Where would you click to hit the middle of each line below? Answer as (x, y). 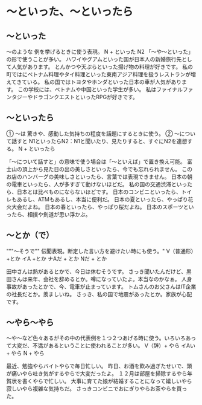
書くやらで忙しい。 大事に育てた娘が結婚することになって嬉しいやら (107, 381)
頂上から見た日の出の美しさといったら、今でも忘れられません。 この (107, 169)
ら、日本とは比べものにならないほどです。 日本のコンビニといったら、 (94, 192)
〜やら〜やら (30, 322)
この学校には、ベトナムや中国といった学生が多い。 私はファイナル (100, 89)
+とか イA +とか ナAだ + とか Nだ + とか (57, 258)
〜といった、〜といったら (70, 12)
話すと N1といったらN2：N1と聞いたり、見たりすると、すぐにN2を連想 (99, 141)
